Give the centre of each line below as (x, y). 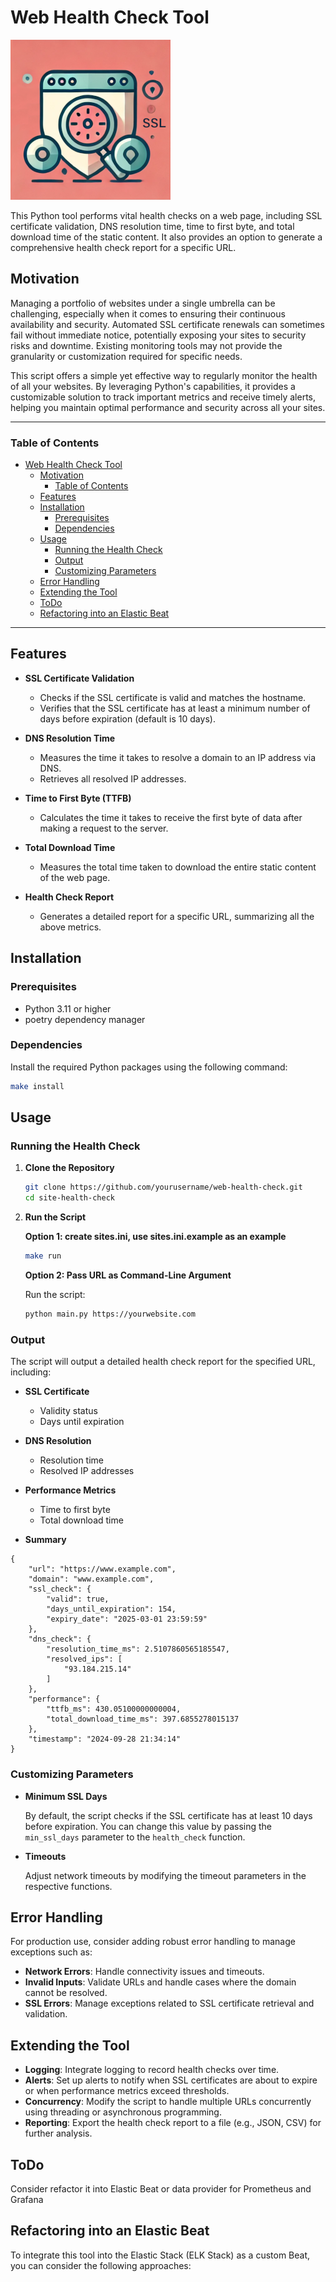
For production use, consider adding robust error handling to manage (153, 1942)
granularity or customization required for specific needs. (126, 356)
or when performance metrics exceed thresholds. (127, 2091)
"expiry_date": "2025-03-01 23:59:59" (127, 1619)
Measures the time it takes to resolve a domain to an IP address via (178, 757)
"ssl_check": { (60, 1589)
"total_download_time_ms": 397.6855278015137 (143, 1719)
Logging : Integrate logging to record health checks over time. (152, 2070)
